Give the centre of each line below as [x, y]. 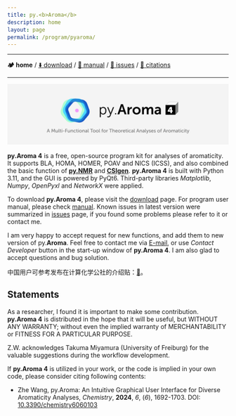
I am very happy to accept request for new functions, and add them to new [116, 235]
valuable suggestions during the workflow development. [88, 355]
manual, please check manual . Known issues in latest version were [104, 207]
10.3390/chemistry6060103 [58, 405]
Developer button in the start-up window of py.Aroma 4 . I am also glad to [113, 250]
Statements [33, 295]
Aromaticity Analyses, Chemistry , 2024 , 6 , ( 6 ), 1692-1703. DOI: [109, 397]
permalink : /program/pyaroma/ [52, 37]
